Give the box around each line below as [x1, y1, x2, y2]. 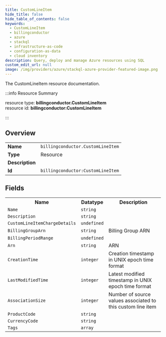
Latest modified [108, 270, 145, 277]
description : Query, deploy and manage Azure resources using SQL [5, 58, 145, 63]
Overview [5, 129, 36, 138]
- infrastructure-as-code [9, 44, 63, 49]
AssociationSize [7, 297, 46, 303]
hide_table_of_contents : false [5, 16, 70, 21]
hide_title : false [5, 12, 43, 17]
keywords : [5, 21, 26, 26]
